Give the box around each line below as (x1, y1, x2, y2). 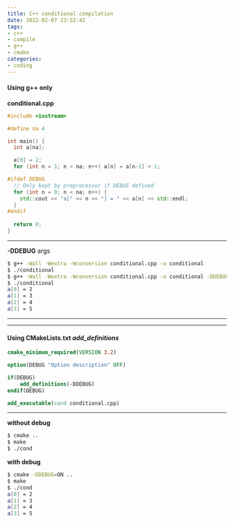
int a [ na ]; (13, 144, 45, 151)
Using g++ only (7, 84, 53, 92)
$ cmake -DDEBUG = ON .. (7, 471, 73, 478)
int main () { (7, 137, 45, 145)
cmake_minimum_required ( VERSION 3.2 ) (7, 349, 117, 356)
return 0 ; (13, 221, 42, 228)
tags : (7, 23, 23, 30)
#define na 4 (7, 125, 45, 132)
